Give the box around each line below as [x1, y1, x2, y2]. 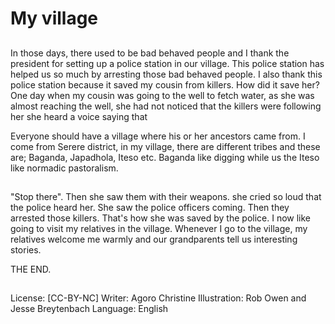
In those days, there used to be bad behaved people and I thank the [10, 47, 290, 59]
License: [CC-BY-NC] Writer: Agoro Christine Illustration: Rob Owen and [10, 292, 307, 304]
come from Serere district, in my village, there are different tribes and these [10, 140, 321, 152]
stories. [10, 243, 42, 256]
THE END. [10, 263, 52, 275]
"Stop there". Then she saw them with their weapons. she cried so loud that [10, 190, 322, 202]
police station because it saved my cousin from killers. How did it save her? [10, 78, 320, 91]
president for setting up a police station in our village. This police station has [10, 57, 325, 69]
